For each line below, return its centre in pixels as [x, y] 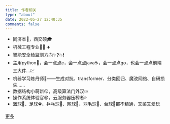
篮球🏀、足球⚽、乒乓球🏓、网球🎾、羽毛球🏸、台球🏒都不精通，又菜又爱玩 [86, 104]
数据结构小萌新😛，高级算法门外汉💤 [50, 91]
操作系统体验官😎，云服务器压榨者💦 [50, 98]
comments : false [22, 24]
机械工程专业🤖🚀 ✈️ [31, 47]
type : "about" [20, 15]
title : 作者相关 [21, 10]
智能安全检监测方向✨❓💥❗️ [38, 55]
